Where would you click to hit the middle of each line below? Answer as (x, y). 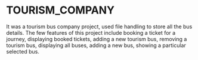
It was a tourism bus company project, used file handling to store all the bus (99, 26)
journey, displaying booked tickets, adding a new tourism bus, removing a (97, 39)
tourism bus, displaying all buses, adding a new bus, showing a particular (96, 45)
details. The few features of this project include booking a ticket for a (91, 32)
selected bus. (23, 51)
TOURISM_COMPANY (61, 10)
